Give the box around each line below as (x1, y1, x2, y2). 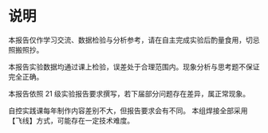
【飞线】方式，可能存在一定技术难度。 (8, 115, 134, 125)
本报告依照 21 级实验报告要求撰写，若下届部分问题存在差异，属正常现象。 (8, 88, 250, 98)
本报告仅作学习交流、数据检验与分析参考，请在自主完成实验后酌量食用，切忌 (8, 35, 260, 45)
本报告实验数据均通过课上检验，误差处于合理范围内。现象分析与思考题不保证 (8, 61, 260, 72)
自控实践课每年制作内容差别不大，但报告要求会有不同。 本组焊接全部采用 (8, 105, 248, 115)
